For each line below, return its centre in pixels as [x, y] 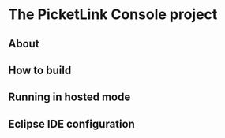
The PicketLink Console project [113, 15]
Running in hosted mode [69, 97]
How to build [40, 70]
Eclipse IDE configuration [72, 124]
